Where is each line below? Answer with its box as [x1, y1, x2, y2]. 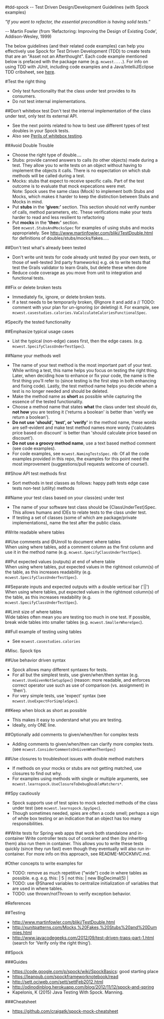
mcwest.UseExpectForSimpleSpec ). [12, 698, 79, 704]
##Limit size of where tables [5, 609, 62, 615]
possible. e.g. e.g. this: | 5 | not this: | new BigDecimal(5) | [12, 875, 128, 881]
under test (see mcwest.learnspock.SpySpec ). [12, 805, 102, 811]
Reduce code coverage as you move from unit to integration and [12, 270, 142, 276]
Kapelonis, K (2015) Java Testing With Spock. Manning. [12, 989, 123, 995]
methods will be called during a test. [12, 173, 85, 178]
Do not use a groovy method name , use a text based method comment [12, 440, 156, 446]
